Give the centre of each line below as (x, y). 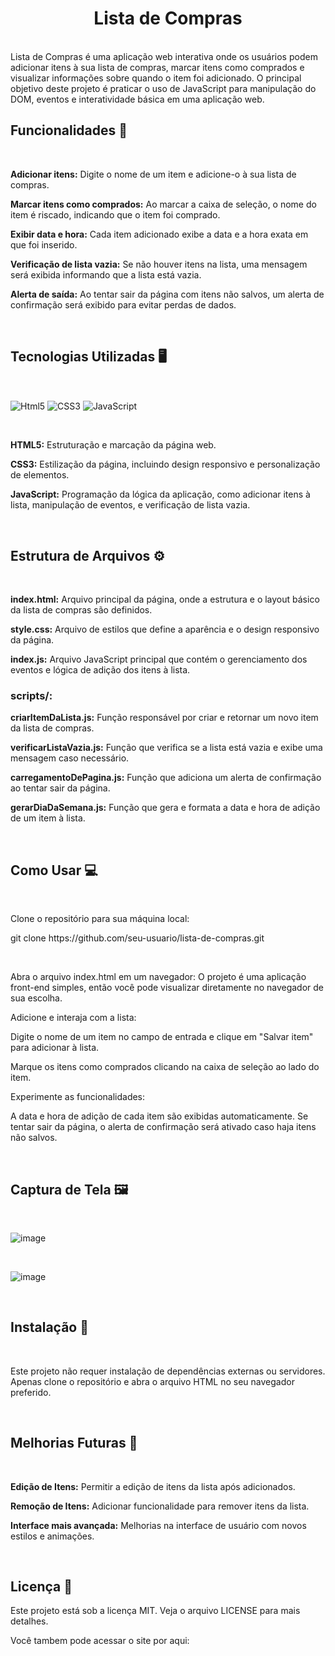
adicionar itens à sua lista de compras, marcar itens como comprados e (157, 67)
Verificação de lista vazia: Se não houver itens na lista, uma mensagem (159, 264)
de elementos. (40, 475)
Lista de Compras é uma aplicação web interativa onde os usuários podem (164, 56)
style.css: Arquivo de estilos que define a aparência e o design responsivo (165, 629)
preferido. (31, 1392)
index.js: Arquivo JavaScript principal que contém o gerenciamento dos (159, 659)
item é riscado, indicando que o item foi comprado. (115, 214)
